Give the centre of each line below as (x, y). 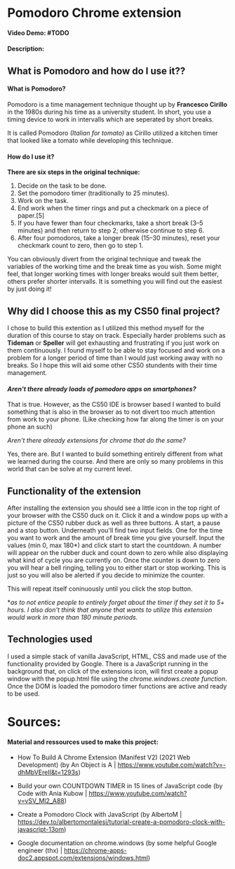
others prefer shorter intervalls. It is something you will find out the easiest (115, 282)
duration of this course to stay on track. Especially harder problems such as (116, 335)
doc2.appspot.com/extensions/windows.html (83, 858)
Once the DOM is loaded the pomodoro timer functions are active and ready (117, 686)
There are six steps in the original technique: (74, 172)
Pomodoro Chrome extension (94, 13)
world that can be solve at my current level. (70, 469)
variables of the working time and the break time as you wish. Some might (114, 267)
